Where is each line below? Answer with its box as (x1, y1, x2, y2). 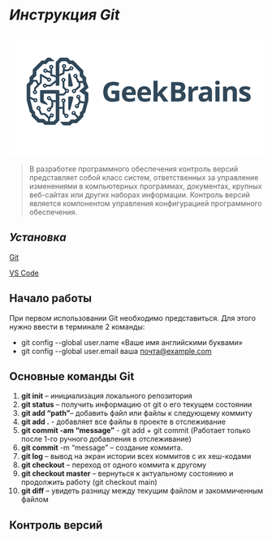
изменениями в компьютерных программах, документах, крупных (28, 181, 262, 192)
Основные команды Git (9, 369, 135, 383)
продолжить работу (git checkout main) (20, 477, 158, 487)
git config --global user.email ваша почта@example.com (20, 346, 212, 356)
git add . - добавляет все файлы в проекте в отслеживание (20, 417, 227, 427)
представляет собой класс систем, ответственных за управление (28, 173, 259, 183)
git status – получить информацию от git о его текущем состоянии (20, 400, 253, 409)
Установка (9, 231, 67, 244)
